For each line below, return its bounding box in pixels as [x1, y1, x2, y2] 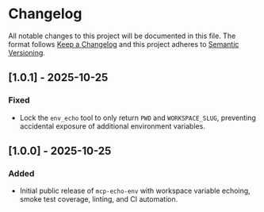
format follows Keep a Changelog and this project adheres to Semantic [8, 39, 239, 48]
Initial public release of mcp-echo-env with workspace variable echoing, [19, 186, 251, 195]
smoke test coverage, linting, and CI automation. [19, 195, 178, 204]
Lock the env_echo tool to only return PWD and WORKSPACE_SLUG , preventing [19, 113, 256, 122]
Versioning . [8, 48, 46, 57]
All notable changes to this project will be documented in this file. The [8, 31, 236, 40]
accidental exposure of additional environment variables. [19, 121, 206, 131]
